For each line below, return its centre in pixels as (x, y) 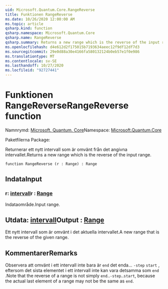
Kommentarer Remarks (41, 253)
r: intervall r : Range (29, 193)
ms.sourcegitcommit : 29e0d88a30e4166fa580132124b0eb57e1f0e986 (72, 51)
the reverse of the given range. (37, 237)
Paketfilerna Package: (28, 139)
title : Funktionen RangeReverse (39, 14)
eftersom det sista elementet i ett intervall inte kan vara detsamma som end (82, 270)
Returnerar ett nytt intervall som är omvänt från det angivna (66, 149)
